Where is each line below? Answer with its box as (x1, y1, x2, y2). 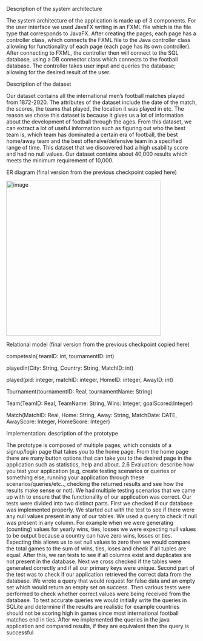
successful (6, 629, 34, 636)
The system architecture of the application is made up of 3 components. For (6, 17, 196, 24)
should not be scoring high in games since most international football (6, 609, 179, 617)
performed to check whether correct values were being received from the (6, 590, 191, 597)
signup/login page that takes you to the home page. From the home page (6, 448, 189, 455)
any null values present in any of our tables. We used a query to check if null (6, 513, 197, 519)
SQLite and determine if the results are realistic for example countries (6, 603, 180, 610)
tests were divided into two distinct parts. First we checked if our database (6, 500, 193, 507)
